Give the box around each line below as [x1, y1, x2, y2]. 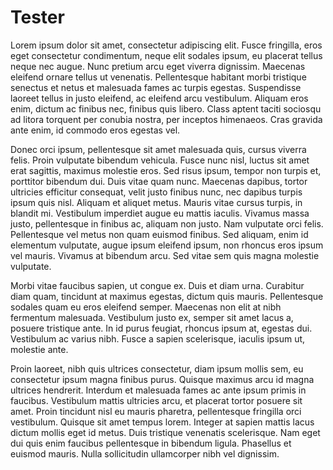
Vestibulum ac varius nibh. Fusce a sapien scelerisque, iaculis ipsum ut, [10, 332, 306, 345]
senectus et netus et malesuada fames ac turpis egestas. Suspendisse [10, 81, 302, 93]
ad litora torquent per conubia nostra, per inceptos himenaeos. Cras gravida [10, 113, 323, 125]
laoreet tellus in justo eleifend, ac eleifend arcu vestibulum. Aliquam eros [10, 92, 309, 104]
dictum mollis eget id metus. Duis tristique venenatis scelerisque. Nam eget [10, 426, 321, 438]
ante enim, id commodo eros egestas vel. [10, 124, 181, 136]
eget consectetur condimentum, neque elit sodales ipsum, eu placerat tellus [10, 49, 323, 61]
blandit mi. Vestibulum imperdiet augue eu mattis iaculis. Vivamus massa [10, 207, 310, 219]
